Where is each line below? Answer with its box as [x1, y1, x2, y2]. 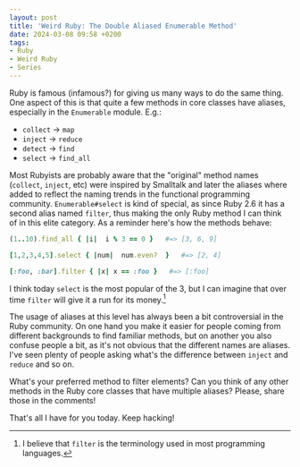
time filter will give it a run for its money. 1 [9, 293, 167, 305]
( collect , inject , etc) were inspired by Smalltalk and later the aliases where [9, 179, 287, 190]
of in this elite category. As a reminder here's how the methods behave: [9, 217, 272, 228]
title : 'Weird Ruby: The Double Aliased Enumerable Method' [9, 21, 238, 30]
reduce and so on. [9, 359, 74, 369]
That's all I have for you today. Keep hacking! [9, 412, 175, 423]
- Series [9, 64, 42, 72]
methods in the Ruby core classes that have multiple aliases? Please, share [9, 386, 285, 396]
